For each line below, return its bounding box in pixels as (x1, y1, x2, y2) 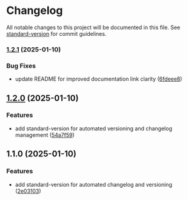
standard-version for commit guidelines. (6, 30, 107, 37)
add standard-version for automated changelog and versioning (15, 181, 173, 188)
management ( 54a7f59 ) (15, 131, 75, 138)
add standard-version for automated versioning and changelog (15, 125, 173, 132)
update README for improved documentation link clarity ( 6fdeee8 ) (15, 75, 183, 82)
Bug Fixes (6, 61, 36, 70)
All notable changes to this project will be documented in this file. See (6, 24, 181, 31)
